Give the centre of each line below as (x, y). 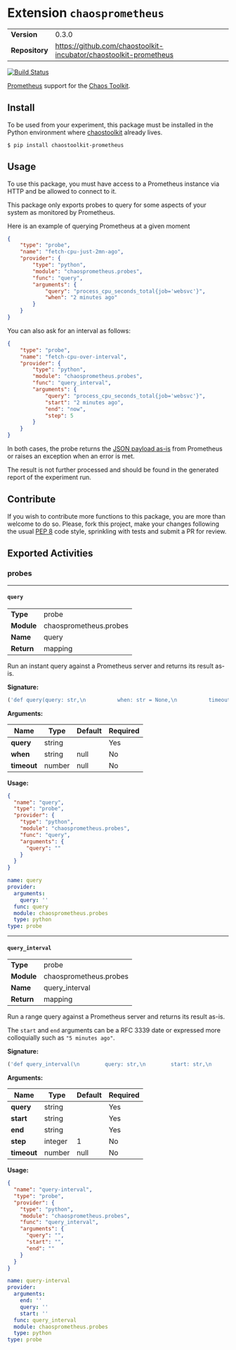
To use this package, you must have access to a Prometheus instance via (113, 184)
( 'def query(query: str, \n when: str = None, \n (92, 700)
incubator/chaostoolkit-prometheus (114, 54)
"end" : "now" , (65, 409)
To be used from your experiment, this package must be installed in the (110, 125)
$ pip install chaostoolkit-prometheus (66, 145)
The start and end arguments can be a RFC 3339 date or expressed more (114, 1030)
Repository (29, 50)
